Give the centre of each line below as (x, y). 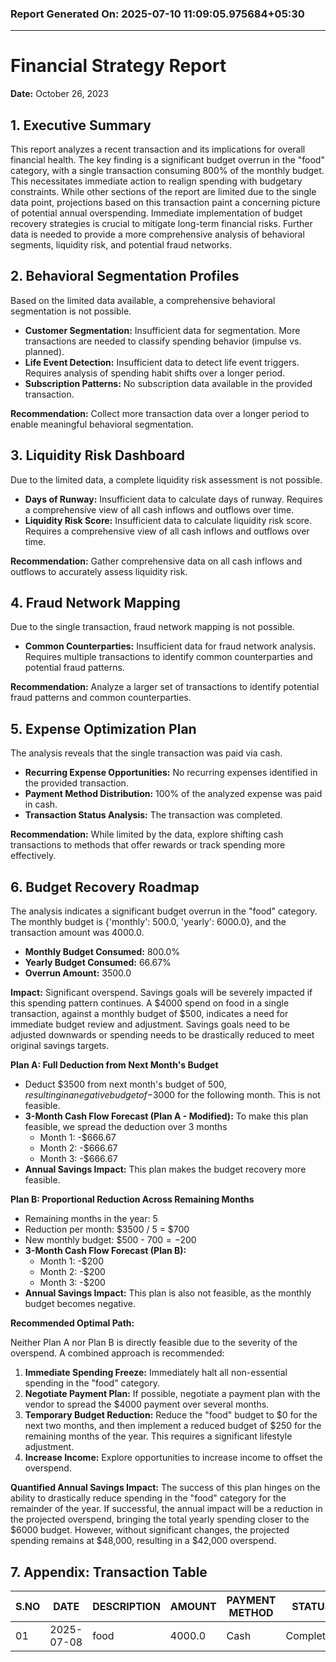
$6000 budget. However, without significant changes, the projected (150, 1530)
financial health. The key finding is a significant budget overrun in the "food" (167, 160)
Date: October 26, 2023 (59, 94)
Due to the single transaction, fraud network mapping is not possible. (152, 627)
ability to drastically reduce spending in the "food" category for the (148, 1498)
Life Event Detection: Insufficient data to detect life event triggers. (162, 362)
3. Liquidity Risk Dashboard (98, 455)
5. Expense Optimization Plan (103, 728)
